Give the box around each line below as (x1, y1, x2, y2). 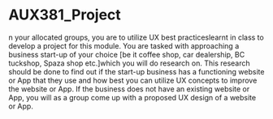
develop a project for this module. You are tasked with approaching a (8, 40, 240, 50)
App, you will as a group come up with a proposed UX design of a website (8, 92, 257, 102)
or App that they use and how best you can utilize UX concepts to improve (8, 75, 258, 85)
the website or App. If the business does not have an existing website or (8, 83, 250, 94)
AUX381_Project (8, 6, 122, 24)
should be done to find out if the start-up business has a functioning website (8, 66, 265, 76)
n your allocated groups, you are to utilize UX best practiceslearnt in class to (8, 32, 264, 42)
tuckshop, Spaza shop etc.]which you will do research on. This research (8, 58, 250, 68)
